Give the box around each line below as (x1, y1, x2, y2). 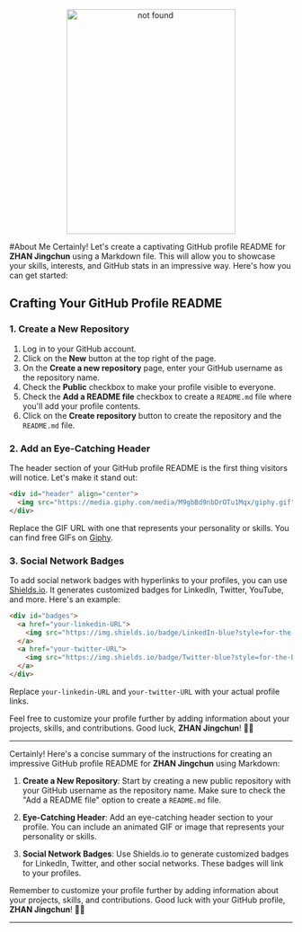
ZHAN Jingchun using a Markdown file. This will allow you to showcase (9, 251, 276, 262)
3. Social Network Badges (9, 555, 125, 567)
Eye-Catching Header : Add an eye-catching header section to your (22, 812, 273, 822)
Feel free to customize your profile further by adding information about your (9, 713, 290, 723)
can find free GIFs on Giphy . (9, 532, 114, 543)
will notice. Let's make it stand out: (9, 472, 138, 483)
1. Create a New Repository (9, 323, 130, 335)
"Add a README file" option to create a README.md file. (22, 794, 222, 805)
